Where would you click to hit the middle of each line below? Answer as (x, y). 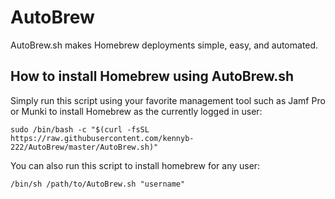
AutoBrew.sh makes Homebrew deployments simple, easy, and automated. (164, 45)
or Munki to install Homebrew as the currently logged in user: (136, 111)
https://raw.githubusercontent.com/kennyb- (102, 138)
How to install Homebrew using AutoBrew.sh (152, 76)
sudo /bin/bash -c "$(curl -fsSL (80, 129)
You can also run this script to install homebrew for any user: (135, 165)
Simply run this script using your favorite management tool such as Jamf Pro (168, 100)
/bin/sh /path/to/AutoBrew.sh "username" (98, 184)
